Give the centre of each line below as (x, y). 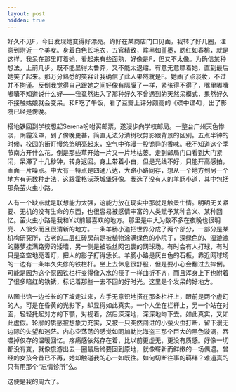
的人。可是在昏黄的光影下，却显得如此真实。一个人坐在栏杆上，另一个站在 (115, 305)
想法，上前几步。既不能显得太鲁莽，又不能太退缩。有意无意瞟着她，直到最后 (118, 67)
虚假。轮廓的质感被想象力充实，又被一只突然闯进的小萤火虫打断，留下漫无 (121, 323)
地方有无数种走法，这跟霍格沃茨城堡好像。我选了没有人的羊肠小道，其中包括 (118, 179)
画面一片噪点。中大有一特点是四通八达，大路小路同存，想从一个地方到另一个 (118, 170)
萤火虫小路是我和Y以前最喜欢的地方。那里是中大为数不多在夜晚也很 (117, 220)
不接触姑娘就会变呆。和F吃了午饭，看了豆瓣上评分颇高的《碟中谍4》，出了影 (117, 102)
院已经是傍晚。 (29, 111)
